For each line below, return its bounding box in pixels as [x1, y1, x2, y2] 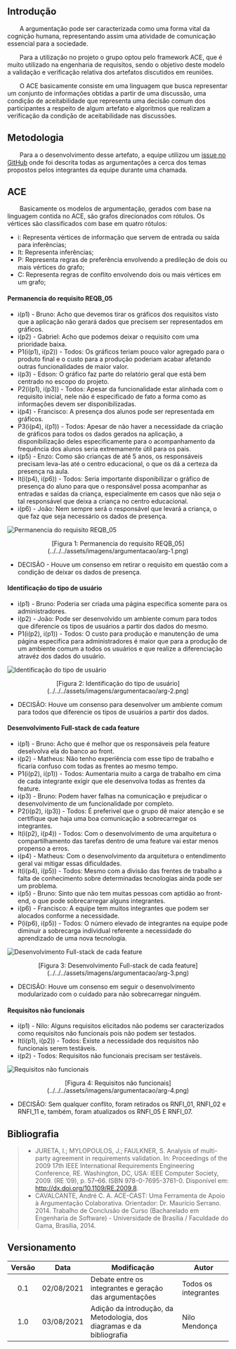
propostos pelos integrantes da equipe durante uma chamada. [7, 165, 188, 174]
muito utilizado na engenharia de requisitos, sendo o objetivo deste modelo [7, 60, 225, 69]
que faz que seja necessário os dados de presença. [17, 512, 168, 520]
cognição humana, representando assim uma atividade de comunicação [7, 32, 216, 40]
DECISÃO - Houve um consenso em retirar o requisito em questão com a [17, 560, 228, 569]
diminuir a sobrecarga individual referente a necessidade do [17, 927, 192, 935]
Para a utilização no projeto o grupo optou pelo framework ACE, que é [20, 53, 223, 61]
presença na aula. [17, 467, 70, 475]
